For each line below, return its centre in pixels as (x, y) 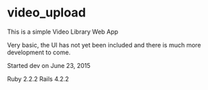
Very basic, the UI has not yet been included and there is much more (104, 45)
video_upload (47, 13)
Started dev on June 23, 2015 (49, 65)
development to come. (39, 52)
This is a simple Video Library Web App (63, 32)
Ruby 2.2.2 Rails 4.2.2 (38, 79)
